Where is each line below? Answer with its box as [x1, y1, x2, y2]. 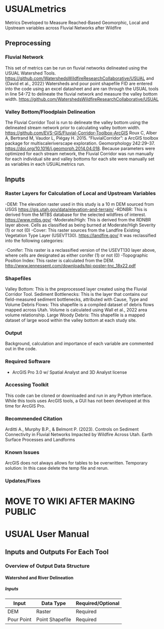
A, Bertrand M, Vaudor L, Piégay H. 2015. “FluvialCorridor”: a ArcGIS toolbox [5, 135, 159, 141]
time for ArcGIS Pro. [5, 403, 46, 409]
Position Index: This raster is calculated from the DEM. [5, 257, 115, 263]
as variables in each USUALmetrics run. [5, 161, 86, 167]
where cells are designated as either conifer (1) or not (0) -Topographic [5, 252, 148, 258]
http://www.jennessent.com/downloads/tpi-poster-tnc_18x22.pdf [5, 263, 136, 268]
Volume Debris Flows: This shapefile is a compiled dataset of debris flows [5, 301, 154, 307]
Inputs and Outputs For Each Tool [5, 548, 109, 556]
